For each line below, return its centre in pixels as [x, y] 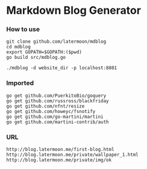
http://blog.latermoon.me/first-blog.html [60, 150]
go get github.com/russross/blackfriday [58, 101]
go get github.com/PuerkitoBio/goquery [56, 96]
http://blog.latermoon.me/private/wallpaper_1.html [72, 155]
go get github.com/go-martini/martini [55, 117]
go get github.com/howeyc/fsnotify [51, 111]
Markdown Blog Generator [74, 11]
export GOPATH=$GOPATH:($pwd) [44, 52]
